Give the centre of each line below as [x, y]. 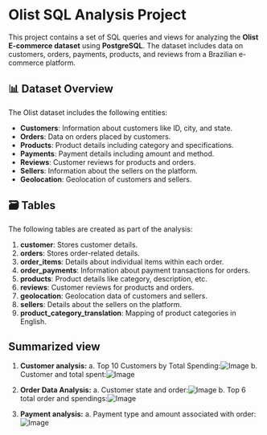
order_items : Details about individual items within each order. [122, 261]
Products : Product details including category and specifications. [127, 145]
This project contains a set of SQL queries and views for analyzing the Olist [133, 37]
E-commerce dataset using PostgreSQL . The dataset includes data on [126, 45]
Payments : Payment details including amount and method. [117, 154]
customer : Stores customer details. [79, 244]
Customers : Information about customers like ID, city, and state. [126, 128]
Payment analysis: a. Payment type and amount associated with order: [138, 414]
